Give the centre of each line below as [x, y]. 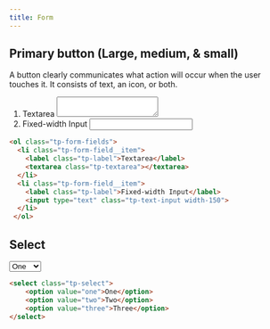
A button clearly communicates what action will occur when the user [135, 75]
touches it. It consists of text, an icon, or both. [94, 85]
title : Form [31, 17]
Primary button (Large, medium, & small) [124, 54]
